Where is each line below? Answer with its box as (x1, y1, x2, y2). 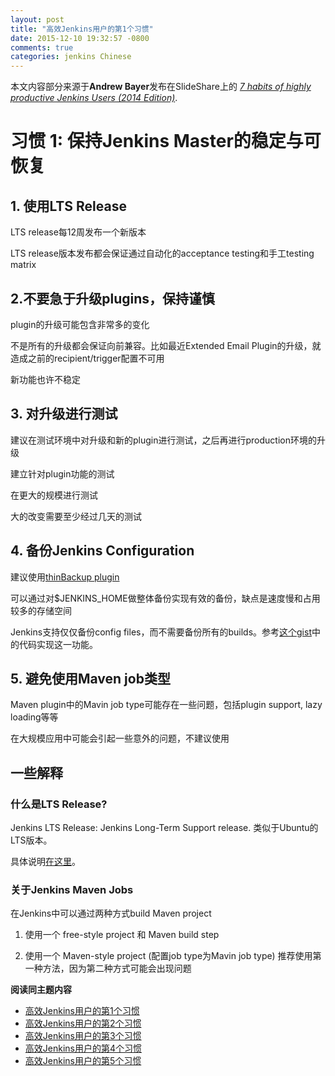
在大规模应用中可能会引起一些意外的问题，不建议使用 (10, 732, 230, 745)
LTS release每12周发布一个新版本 (10, 226, 147, 238)
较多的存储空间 (10, 604, 72, 616)
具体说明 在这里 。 (10, 856, 81, 868)
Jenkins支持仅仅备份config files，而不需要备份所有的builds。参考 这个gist (10, 626, 312, 638)
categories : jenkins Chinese (10, 52, 132, 62)
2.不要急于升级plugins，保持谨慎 (10, 290, 216, 307)
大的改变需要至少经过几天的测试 (10, 510, 142, 522)
